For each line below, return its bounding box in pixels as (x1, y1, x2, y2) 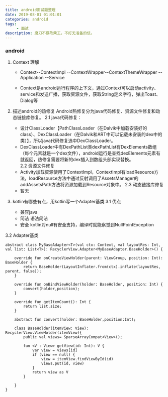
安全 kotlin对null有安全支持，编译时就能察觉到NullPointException (20, 222, 154, 228)
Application (20, 75, 44, 81)
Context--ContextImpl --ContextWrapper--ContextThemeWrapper (20, 69, 157, 75)
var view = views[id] (32, 348, 78, 353)
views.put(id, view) (41, 361, 85, 366)
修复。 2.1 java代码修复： (30, 114, 82, 120)
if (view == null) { (32, 352, 75, 357)
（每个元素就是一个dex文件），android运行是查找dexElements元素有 (20, 150, 161, 156)
